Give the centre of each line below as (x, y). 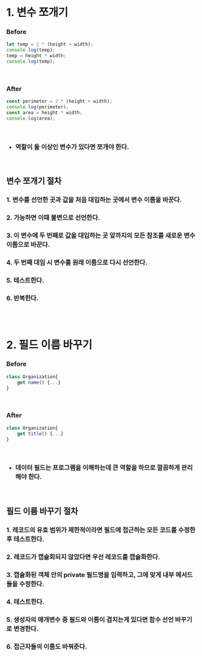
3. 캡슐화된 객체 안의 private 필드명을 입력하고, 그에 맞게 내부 (90, 575)
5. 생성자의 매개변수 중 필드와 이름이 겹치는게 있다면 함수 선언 (90, 620)
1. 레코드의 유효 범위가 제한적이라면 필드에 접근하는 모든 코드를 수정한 (101, 530)
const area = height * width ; (45, 113)
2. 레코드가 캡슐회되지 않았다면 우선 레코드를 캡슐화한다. (83, 557)
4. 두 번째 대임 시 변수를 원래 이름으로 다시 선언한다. (77, 263)
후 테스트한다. (25, 539)
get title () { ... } (40, 433)
